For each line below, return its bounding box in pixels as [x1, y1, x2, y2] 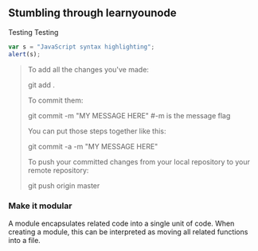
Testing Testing [8, 27, 59, 37]
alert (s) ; [8, 50, 41, 58]
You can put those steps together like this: [27, 126, 166, 136]
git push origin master [27, 180, 100, 190]
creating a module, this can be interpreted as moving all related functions [8, 226, 248, 237]
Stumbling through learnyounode [8, 6, 177, 20]
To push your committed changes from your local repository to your [27, 156, 251, 166]
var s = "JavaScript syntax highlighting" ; [8, 43, 155, 51]
